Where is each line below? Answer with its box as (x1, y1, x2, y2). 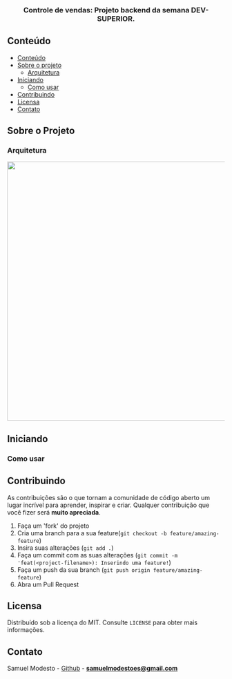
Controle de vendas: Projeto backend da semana (23, 5, 190, 15)
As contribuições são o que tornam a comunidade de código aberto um (7, 493, 211, 501)
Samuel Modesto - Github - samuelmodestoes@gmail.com (7, 664, 178, 673)
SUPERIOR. (97, 14, 135, 23)
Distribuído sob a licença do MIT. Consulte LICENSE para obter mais (7, 618, 198, 627)
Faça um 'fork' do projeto (17, 522, 90, 530)
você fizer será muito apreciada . (7, 508, 101, 516)
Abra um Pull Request (17, 580, 79, 589)
